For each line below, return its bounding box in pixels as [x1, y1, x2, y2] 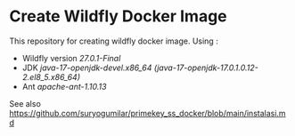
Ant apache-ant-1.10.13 [21, 81, 107, 92]
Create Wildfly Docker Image [9, 6, 227, 27]
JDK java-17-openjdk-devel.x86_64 [21, 62, 152, 73]
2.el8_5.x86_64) [21, 71, 81, 82]
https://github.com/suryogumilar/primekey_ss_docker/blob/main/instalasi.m [9, 108, 287, 118]
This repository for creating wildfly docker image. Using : [9, 36, 218, 46]
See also [9, 98, 42, 108]
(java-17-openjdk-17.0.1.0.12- [153, 62, 258, 73]
